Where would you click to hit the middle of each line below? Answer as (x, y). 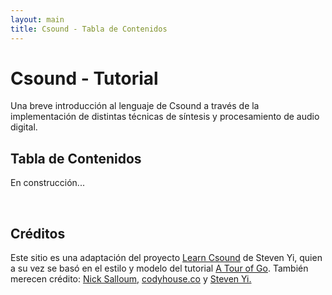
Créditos (38, 233)
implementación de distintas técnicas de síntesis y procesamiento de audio (165, 117)
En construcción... (47, 183)
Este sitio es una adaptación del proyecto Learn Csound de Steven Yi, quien (166, 258)
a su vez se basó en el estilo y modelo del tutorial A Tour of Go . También (159, 268)
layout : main (37, 19)
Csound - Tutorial (84, 78)
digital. (24, 127)
